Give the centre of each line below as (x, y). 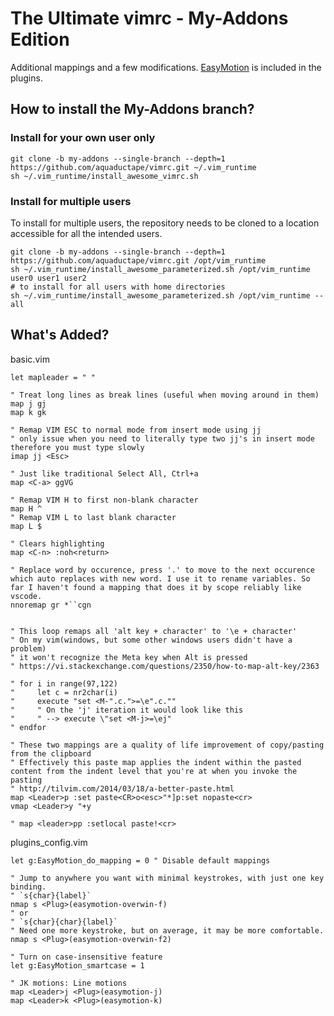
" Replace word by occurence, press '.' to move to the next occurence (162, 570)
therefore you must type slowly (77, 447)
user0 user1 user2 (48, 278)
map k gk (28, 412)
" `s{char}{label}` (51, 895)
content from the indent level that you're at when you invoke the (154, 771)
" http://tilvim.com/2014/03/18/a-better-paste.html (122, 788)
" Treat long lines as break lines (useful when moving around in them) (165, 395)
